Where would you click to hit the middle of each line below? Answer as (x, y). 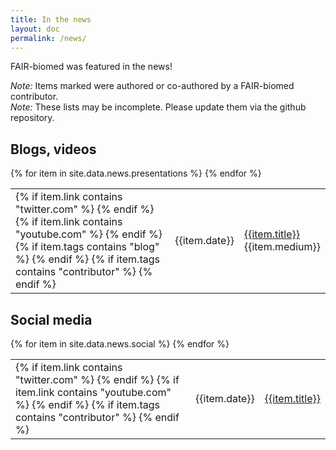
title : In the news (51, 19)
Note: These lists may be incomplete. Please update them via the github (158, 107)
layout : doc (35, 29)
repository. (32, 118)
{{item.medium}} (282, 247)
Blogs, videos (53, 149)
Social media (51, 319)
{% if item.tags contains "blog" (87, 247)
